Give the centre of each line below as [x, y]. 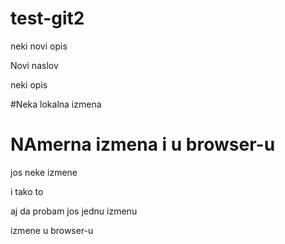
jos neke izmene [44, 172]
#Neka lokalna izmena [56, 104]
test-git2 [47, 18]
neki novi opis [39, 46]
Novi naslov [34, 65]
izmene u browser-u [52, 230]
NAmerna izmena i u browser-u [143, 144]
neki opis [29, 84]
